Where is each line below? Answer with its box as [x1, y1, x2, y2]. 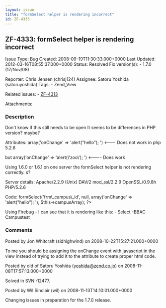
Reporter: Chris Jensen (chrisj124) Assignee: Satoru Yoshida [5, 76, 129, 82]
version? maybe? [5, 130, 40, 136]
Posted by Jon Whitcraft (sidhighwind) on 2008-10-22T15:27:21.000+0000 [5, 238, 159, 244]
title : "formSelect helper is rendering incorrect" [5, 12, 114, 17]
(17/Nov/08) [5, 67, 30, 73]
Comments [5, 227, 32, 234]
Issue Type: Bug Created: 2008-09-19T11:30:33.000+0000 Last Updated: [5, 56, 156, 62]
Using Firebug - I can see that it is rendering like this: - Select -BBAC [5, 209, 146, 215]
